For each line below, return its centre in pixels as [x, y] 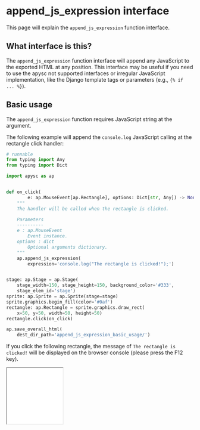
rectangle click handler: [35, 143]
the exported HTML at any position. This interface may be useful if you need [100, 67]
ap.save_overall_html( [34, 329]
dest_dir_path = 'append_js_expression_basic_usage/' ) [84, 335]
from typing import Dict [37, 165]
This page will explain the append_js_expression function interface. [88, 27]
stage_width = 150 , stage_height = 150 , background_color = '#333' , [96, 285]
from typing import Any [36, 160]
